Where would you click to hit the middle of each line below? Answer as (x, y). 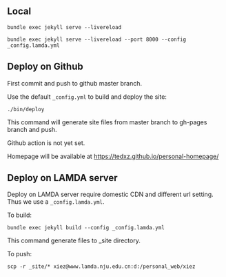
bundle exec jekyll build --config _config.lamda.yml (86, 228)
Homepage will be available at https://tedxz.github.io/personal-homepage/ (113, 156)
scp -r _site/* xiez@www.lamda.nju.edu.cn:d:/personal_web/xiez (101, 267)
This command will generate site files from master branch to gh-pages (107, 122)
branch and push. (32, 129)
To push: (20, 254)
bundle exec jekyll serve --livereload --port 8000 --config (97, 39)
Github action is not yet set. (46, 143)
